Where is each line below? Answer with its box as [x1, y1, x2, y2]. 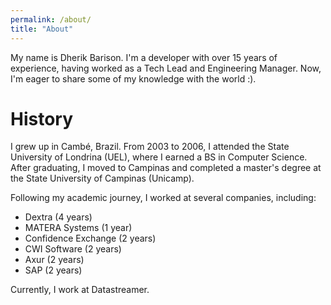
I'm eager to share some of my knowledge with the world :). [10, 72, 257, 85]
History [10, 107, 74, 130]
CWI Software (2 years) [24, 243, 122, 255]
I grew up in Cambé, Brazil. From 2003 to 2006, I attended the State [10, 141, 290, 153]
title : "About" [10, 24, 74, 34]
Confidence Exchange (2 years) [24, 232, 157, 245]
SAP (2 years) [24, 264, 83, 276]
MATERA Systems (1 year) [24, 222, 133, 234]
